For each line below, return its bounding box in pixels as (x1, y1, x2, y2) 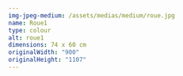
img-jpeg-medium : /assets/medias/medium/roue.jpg (8, 11, 176, 20)
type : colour (8, 26, 51, 34)
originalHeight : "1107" (8, 56, 87, 64)
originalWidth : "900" (8, 48, 80, 56)
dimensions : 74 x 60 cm (8, 41, 87, 49)
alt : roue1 (8, 33, 44, 42)
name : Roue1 (8, 19, 48, 27)
